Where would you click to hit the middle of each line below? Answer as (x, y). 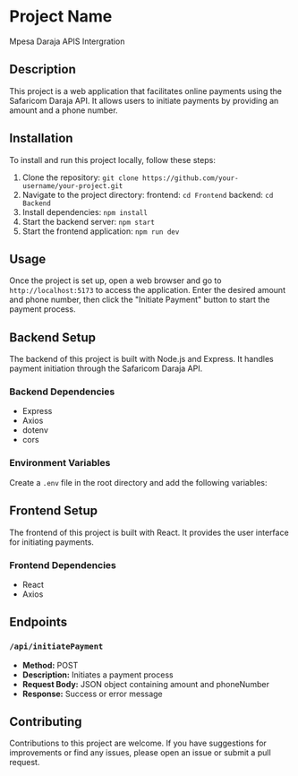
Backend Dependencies (62, 392)
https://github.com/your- (190, 178)
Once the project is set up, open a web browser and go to (115, 280)
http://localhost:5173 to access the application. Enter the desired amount (148, 290)
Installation (41, 138)
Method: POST (50, 665)
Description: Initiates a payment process (98, 675)
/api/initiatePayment (56, 647)
